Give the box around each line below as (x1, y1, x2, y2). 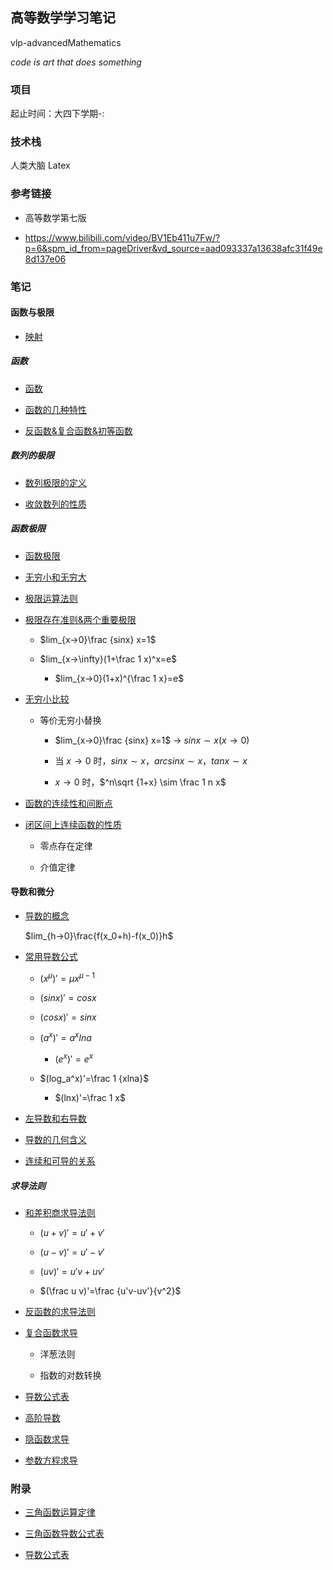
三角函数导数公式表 (24, 1528, 105, 1540)
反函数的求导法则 (24, 1305, 96, 1317)
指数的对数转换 (39, 1369, 102, 1381)
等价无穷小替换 (39, 714, 102, 726)
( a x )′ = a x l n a (39, 1030, 92, 1044)
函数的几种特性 (24, 403, 87, 415)
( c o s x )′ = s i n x (39, 1011, 97, 1023)
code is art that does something (10, 56, 142, 68)
